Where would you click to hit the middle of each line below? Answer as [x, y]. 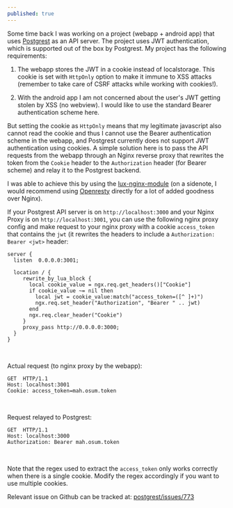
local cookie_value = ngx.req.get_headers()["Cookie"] [110, 285]
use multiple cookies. [38, 483]
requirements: [27, 56]
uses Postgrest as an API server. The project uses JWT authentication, [109, 41]
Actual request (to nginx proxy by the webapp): [75, 365]
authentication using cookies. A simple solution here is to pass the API [108, 148]
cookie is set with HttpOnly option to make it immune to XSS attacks [114, 77]
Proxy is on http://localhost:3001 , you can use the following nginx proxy [113, 219]
